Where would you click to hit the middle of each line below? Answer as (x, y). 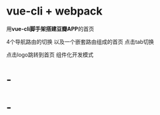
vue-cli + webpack (54, 11)
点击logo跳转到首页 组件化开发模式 (50, 54)
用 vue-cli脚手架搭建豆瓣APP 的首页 (50, 29)
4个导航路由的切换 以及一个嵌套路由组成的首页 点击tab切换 (80, 41)
